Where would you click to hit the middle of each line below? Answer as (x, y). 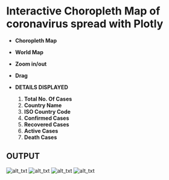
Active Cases (41, 131)
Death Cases (40, 137)
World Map (29, 52)
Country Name (43, 105)
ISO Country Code (47, 111)
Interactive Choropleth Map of (83, 11)
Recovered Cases (46, 124)
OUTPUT (23, 156)
